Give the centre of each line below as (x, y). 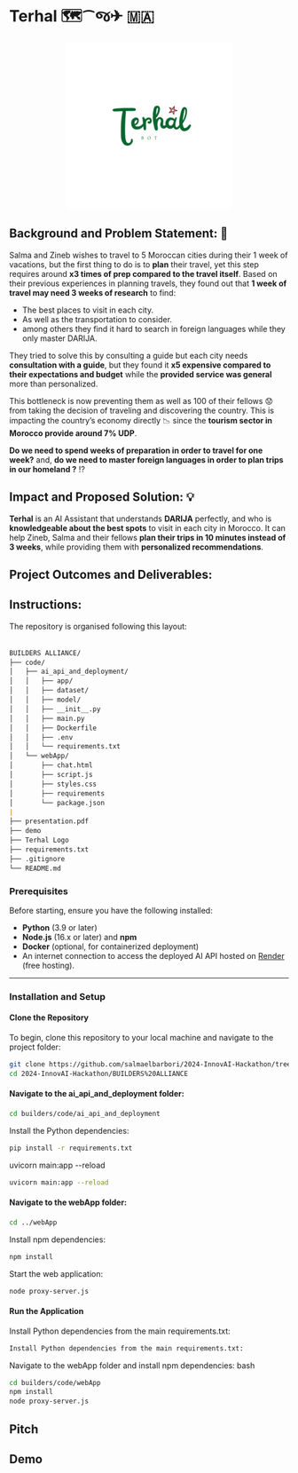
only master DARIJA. (59, 338)
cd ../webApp (33, 1222)
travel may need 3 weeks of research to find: (93, 292)
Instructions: (46, 605)
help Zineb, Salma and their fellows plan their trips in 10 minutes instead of (148, 537)
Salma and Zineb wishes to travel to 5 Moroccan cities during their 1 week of (149, 255)
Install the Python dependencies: (69, 1130)
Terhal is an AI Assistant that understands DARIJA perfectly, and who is (141, 519)
